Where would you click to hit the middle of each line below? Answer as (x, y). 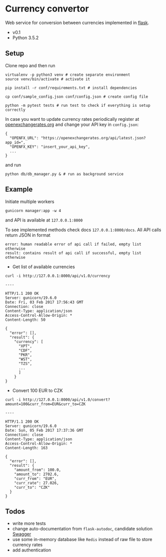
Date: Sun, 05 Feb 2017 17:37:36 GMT (44, 430)
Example (19, 189)
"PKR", (25, 355)
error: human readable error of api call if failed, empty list (73, 244)
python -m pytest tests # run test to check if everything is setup (78, 105)
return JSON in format (28, 235)
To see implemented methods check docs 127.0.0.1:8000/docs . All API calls (83, 230)
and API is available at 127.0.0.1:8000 (44, 220)
